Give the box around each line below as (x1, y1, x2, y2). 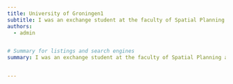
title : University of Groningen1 (7, 10, 104, 17)
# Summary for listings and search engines (7, 48, 135, 55)
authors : (7, 23, 33, 30)
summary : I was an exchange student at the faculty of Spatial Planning (7, 54, 222, 61)
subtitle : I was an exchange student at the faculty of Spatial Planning (7, 17, 225, 23)
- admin (13, 29, 36, 36)
